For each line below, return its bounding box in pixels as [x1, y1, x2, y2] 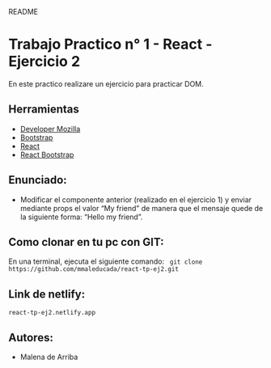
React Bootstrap [19, 150, 74, 159]
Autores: [8, 331, 54, 345]
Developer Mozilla [19, 124, 81, 133]
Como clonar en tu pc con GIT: [8, 235, 164, 249]
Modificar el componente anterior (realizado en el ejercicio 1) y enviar [19, 194, 252, 205]
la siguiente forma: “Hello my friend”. [19, 212, 143, 222]
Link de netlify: [8, 287, 86, 301]
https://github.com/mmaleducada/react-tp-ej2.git [8, 265, 180, 273]
